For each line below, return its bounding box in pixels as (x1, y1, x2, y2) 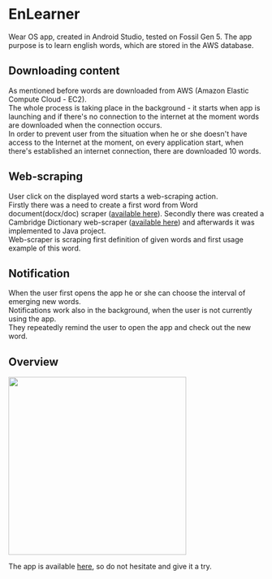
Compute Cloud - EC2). (8, 94, 87, 104)
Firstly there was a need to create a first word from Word (8, 200, 198, 210)
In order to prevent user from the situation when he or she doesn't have (8, 128, 248, 138)
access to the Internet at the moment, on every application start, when (8, 137, 244, 147)
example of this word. (8, 243, 81, 253)
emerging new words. (8, 297, 81, 307)
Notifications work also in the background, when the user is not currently (8, 306, 253, 316)
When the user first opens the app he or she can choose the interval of (8, 288, 246, 298)
